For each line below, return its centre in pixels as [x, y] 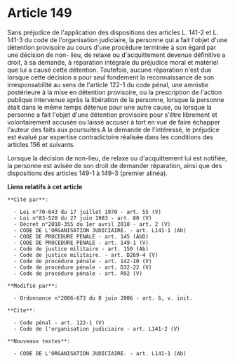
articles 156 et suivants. [41, 144]
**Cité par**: [28, 199]
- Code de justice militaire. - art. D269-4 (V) [86, 255]
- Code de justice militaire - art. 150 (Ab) [81, 249]
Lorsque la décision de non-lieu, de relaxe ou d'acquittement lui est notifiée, [117, 158]
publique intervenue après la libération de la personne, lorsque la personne [116, 99]
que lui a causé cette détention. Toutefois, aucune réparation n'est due [109, 70]
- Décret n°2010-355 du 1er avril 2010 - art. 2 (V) [92, 224]
